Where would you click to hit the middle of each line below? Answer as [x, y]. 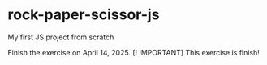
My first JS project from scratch [61, 37]
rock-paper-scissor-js [84, 15]
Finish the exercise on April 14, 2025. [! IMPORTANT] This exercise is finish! [134, 52]
